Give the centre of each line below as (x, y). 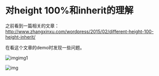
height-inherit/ (20, 37)
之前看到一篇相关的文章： (32, 26)
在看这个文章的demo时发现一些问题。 (45, 47)
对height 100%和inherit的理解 (70, 11)
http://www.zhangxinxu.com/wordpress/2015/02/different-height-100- (79, 31)
